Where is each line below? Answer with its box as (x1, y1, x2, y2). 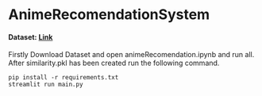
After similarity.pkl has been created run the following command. (8, 58, 220, 68)
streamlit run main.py (8, 81, 83, 89)
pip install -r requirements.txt (8, 74, 119, 82)
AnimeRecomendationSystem (8, 6, 210, 24)
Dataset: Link (8, 32, 53, 41)
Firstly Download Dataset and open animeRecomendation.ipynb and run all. (8, 50, 255, 60)
